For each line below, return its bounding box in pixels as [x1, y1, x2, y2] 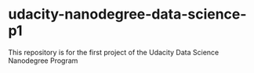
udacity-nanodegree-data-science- [8, 5, 247, 23]
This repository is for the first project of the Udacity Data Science [8, 47, 220, 57]
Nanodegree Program [8, 56, 78, 65]
